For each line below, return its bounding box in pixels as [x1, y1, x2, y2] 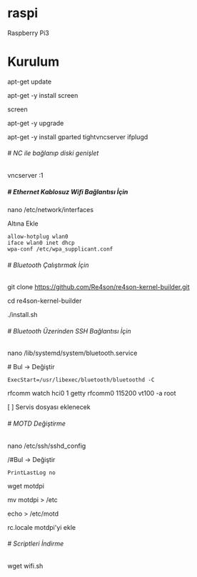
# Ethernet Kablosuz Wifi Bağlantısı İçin [7, 187, 128, 196]
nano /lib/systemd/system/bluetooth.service [7, 348, 138, 358]
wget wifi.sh [7, 561, 44, 570]
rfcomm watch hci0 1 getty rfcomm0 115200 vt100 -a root [7, 389, 176, 398]
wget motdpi [7, 481, 45, 490]
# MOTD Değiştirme [7, 419, 66, 428]
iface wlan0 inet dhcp [7, 239, 75, 247]
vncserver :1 [7, 171, 44, 180]
